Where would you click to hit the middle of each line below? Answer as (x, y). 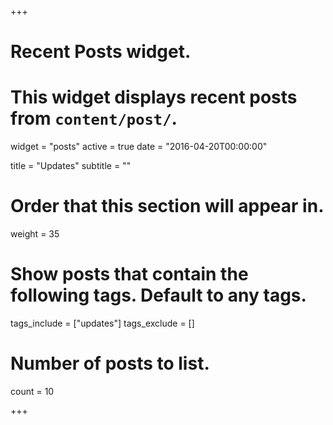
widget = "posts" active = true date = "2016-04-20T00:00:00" (139, 147)
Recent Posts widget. (101, 52)
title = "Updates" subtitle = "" (71, 166)
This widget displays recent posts (154, 97)
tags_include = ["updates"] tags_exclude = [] (102, 323)
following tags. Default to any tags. (158, 295)
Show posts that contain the (129, 274)
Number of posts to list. (110, 363)
